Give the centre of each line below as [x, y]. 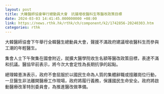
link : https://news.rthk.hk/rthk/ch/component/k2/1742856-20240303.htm [79, 23]
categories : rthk [23, 28]
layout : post [18, 9]
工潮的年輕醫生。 [22, 48]
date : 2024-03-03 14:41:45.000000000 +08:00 [51, 18]
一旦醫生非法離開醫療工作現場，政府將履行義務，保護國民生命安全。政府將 [80, 81]
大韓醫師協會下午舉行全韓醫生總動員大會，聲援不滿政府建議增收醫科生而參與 [82, 42]
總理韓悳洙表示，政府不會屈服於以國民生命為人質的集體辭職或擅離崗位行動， [82, 75]
